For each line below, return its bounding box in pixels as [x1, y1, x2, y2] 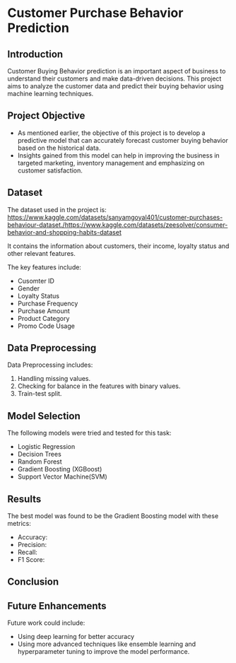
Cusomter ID [17, 276, 55, 285]
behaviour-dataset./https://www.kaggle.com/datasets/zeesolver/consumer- [7, 221, 228, 229]
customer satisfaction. [17, 166, 83, 175]
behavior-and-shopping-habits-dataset [7, 228, 122, 236]
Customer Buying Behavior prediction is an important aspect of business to [7, 67, 226, 75]
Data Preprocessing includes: [7, 360, 93, 369]
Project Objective [7, 110, 85, 122]
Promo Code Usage [17, 322, 76, 330]
